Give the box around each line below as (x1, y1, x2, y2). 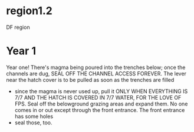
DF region (6, 24, 31, 31)
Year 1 (6, 44, 37, 58)
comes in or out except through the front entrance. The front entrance (14, 106, 185, 113)
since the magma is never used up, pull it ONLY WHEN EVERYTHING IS (14, 87, 188, 95)
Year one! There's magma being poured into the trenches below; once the (6, 64, 186, 71)
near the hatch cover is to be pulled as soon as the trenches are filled (6, 76, 175, 83)
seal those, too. (14, 119, 52, 126)
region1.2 (6, 4, 53, 18)
